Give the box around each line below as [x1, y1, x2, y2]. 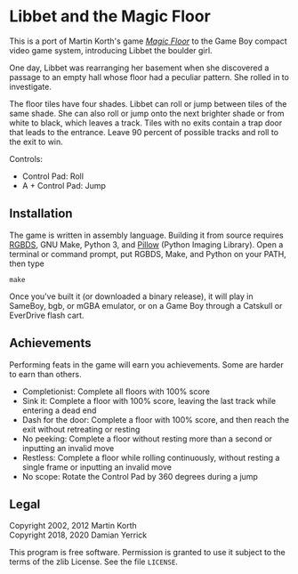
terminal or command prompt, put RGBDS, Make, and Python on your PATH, [9, 248, 286, 259]
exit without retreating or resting [21, 424, 141, 434]
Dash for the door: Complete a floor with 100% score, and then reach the [21, 414, 290, 424]
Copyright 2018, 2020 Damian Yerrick [9, 530, 148, 540]
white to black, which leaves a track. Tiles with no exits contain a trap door [9, 117, 283, 128]
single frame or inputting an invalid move [21, 461, 172, 473]
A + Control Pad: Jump [21, 180, 107, 190]
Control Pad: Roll [21, 171, 85, 182]
